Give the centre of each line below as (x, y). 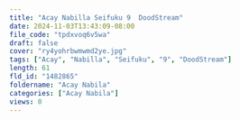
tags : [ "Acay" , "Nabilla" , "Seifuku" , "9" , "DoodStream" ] (120, 60)
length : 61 (30, 69)
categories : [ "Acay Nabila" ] (64, 93)
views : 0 (26, 102)
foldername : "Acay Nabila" (60, 85)
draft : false (34, 43)
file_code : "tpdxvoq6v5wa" (60, 34)
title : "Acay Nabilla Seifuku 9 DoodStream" (96, 18)
